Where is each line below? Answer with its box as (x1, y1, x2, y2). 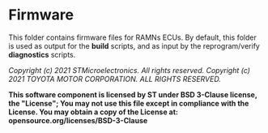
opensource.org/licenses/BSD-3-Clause (8, 115, 148, 125)
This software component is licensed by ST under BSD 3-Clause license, (8, 89, 257, 99)
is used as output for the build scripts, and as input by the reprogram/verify (8, 41, 261, 50)
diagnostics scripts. (8, 49, 76, 59)
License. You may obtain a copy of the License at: (8, 107, 179, 117)
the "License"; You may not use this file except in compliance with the (8, 98, 249, 108)
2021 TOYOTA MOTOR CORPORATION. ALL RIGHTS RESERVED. (8, 74, 221, 84)
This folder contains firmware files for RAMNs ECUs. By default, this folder (8, 32, 257, 42)
